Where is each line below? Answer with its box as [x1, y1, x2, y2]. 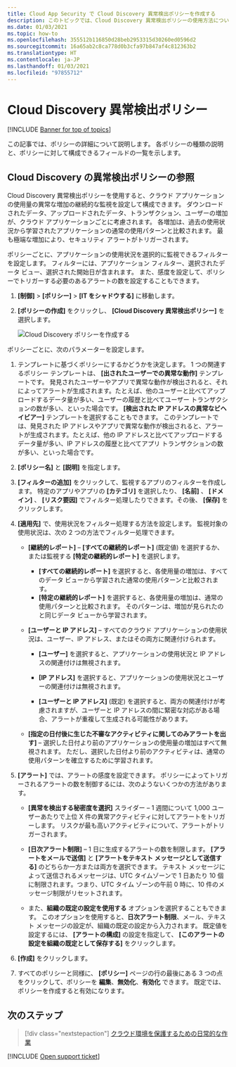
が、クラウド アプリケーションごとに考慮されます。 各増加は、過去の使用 [7, 217, 219, 226]
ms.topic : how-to [7, 30, 58, 37]
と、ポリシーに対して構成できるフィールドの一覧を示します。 [7, 149, 185, 157]
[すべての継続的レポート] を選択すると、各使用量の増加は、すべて [38, 567, 228, 576]
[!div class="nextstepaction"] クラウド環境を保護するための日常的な [24, 1029, 222, 1038]
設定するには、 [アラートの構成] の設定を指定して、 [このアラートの [27, 930, 225, 939]
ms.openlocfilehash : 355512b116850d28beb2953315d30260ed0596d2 [7, 37, 197, 44]
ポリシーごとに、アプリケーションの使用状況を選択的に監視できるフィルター [7, 251, 228, 259]
